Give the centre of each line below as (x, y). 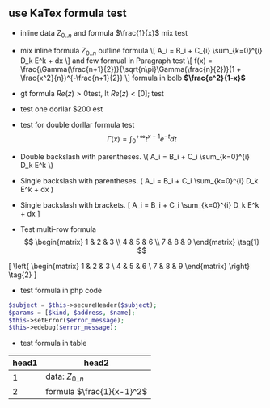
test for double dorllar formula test (77, 125)
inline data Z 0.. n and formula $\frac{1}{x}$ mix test (104, 34)
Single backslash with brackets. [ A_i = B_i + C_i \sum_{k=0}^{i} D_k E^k (139, 204)
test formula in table (53, 343)
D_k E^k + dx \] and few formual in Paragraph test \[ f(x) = (116, 61)
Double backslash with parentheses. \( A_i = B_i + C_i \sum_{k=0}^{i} (135, 156)
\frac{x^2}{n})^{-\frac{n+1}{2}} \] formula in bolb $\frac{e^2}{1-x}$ (133, 78)
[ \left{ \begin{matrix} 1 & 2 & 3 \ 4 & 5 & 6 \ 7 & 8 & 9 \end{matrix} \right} (129, 266)
